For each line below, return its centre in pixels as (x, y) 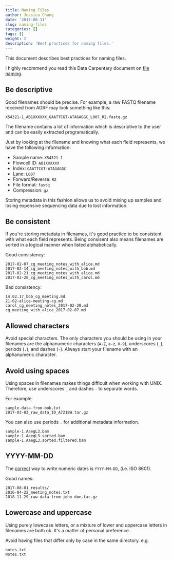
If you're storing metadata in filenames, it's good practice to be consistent (83, 234)
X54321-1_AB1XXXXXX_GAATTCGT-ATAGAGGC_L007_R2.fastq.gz (66, 117)
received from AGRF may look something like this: (58, 107)
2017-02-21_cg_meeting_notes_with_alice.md (53, 273)
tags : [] (15, 34)
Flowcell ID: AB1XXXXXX (36, 163)
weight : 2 (16, 39)
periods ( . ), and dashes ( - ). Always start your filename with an (71, 349)
